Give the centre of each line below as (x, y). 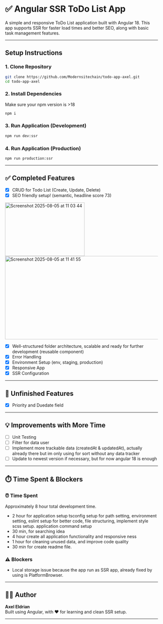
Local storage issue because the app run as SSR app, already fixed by (82, 570)
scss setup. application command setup (52, 526)
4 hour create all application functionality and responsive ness (74, 536)
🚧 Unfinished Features (39, 393)
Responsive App (28, 368)
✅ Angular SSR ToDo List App (65, 9)
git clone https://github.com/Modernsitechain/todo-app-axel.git (72, 77)
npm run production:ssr (29, 159)
